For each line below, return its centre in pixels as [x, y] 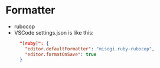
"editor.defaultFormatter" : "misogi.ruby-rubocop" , [90, 49]
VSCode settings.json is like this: [54, 32]
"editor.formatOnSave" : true [61, 54]
